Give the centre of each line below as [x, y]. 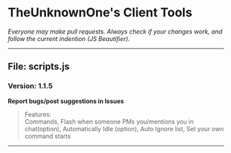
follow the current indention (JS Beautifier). [69, 38]
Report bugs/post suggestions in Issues [66, 101]
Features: [38, 114]
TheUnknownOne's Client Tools [100, 13]
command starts [48, 136]
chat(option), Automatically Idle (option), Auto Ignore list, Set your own [124, 128]
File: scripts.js [39, 67]
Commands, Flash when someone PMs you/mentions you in [109, 122]
